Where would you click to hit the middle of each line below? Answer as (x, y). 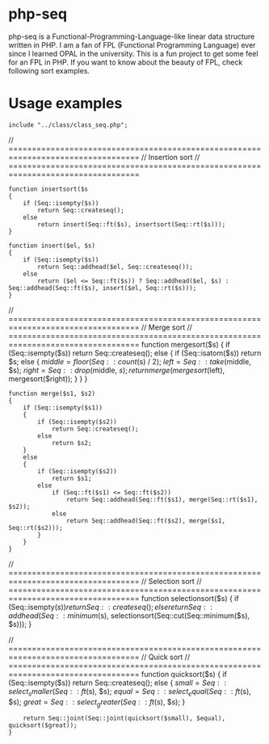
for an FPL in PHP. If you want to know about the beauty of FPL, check (126, 62)
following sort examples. (49, 70)
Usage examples (65, 104)
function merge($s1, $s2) (52, 393)
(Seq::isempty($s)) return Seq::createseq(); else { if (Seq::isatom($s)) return (135, 353)
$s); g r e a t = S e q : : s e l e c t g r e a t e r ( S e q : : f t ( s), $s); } (97, 702)
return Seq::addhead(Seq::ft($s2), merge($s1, (146, 521)
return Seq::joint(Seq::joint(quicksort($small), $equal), (124, 719)
